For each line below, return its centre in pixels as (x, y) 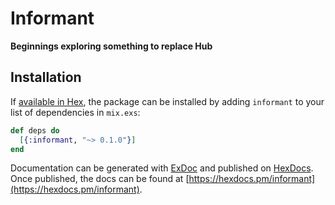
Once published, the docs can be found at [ (100, 179)
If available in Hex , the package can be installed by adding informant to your (167, 101)
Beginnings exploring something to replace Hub (111, 46)
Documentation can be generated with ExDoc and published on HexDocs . (162, 168)
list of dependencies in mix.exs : (75, 112)
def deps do (35, 130)
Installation (46, 77)
